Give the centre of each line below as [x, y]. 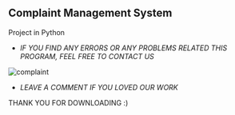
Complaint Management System [90, 13]
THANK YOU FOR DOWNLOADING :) [68, 102]
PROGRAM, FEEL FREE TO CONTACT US [87, 56]
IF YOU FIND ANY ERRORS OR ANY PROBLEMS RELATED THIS [123, 48]
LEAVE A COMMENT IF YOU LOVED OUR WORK [99, 87]
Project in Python [37, 32]
